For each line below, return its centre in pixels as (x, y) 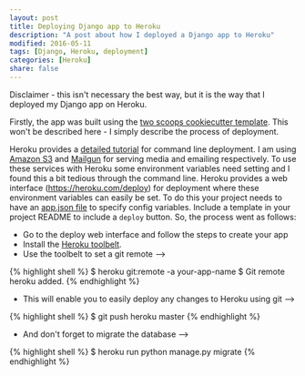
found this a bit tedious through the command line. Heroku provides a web (149, 178)
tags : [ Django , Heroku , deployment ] (79, 52)
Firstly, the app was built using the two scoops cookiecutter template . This (149, 122)
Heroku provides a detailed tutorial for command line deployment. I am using (153, 149)
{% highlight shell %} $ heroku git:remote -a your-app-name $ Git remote (147, 271)
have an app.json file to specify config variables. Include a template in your (150, 207)
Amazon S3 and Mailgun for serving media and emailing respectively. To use (153, 158)
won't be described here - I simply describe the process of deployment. (144, 131)
